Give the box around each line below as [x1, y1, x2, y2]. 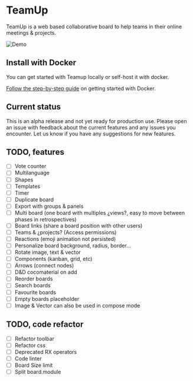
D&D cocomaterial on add [14, 269, 78, 276]
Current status [6, 102, 61, 112]
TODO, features [6, 147, 65, 157]
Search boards [14, 282, 51, 289]
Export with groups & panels [14, 203, 84, 210]
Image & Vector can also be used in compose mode [14, 302, 140, 309]
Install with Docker [6, 58, 77, 68]
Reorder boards [14, 275, 53, 283]
